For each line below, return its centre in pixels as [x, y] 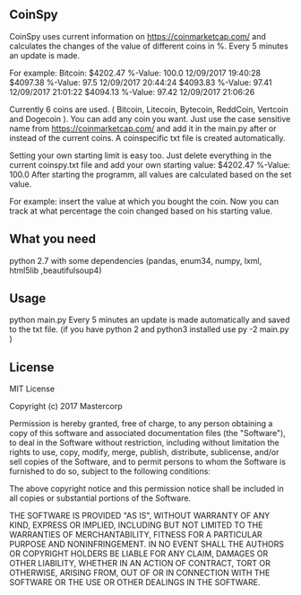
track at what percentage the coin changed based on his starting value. [141, 211]
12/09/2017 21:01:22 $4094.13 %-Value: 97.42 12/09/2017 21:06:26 [132, 92]
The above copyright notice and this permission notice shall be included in [146, 489]
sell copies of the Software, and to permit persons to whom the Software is [148, 462]
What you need [53, 239]
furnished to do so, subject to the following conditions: [110, 471]
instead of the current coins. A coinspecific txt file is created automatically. [147, 137]
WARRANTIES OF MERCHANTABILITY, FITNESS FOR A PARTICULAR [136, 535]
